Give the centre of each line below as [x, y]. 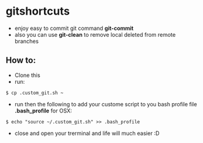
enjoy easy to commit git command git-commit [74, 28]
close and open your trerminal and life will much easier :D [87, 133]
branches [27, 41]
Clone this [27, 75]
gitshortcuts [38, 11]
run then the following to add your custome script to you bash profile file [106, 104]
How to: [21, 60]
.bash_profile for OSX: [43, 111]
